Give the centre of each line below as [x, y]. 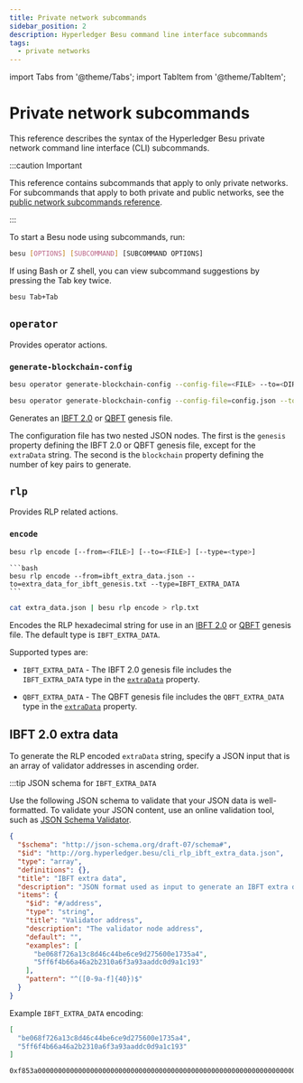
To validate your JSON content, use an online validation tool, [162, 810]
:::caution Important [46, 166]
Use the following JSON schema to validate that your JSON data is [133, 801]
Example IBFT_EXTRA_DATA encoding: [77, 1013]
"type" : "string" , [60, 912]
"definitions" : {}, [54, 870]
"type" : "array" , [50, 861]
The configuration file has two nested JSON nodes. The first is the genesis [147, 435]
